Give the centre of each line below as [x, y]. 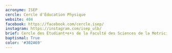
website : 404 [19, 19]
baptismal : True [23, 38]
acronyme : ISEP [21, 10]
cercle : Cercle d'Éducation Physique [46, 15]
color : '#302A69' [24, 43]
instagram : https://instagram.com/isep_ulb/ [53, 29]
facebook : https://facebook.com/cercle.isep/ [55, 24]
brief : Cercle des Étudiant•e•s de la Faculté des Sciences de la [78, 33]
